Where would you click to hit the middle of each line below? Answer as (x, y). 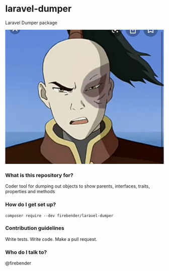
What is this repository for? (39, 175)
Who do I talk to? (26, 252)
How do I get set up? (31, 205)
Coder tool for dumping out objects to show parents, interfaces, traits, (77, 186)
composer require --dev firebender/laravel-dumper (59, 216)
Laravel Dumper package (31, 23)
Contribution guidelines (35, 228)
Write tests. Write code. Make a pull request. (51, 239)
